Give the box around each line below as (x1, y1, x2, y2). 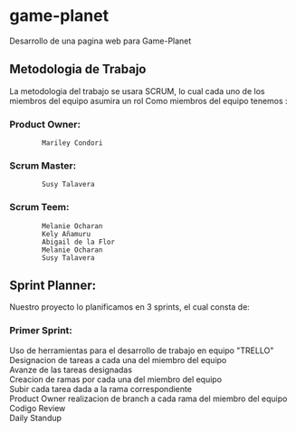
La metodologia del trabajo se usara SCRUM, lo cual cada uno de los (9, 85, 265, 96)
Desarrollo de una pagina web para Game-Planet (9, 35, 192, 46)
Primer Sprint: (9, 324, 72, 337)
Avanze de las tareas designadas (9, 364, 133, 375)
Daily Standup (9, 412, 62, 423)
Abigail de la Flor (42, 237, 116, 246)
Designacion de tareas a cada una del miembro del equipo (9, 354, 227, 365)
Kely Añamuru (42, 229, 91, 238)
